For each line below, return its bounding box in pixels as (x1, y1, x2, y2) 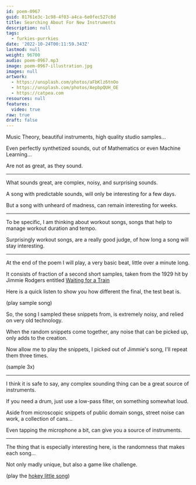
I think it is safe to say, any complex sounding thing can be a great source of (6, 380, 190, 387)
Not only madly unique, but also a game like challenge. (6, 461, 138, 468)
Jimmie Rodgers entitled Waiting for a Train (6, 277, 110, 284)
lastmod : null (6, 47, 41, 53)
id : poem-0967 (6, 8, 41, 15)
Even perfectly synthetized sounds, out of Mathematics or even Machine (6, 145, 181, 152)
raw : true (6, 112, 30, 118)
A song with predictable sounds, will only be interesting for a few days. (6, 191, 176, 198)
